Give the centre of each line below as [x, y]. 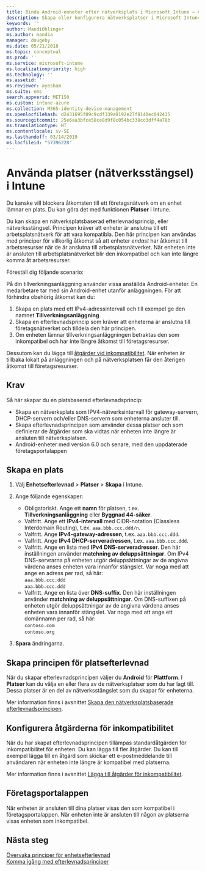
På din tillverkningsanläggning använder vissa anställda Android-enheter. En [102, 284]
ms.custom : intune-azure [38, 103]
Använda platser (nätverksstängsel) [100, 173]
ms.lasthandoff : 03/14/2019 [42, 137]
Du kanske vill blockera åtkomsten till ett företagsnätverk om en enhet [94, 203]
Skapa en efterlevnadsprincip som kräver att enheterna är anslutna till [103, 322]
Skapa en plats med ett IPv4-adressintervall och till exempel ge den [100, 309]
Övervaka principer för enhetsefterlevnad [58, 855]
